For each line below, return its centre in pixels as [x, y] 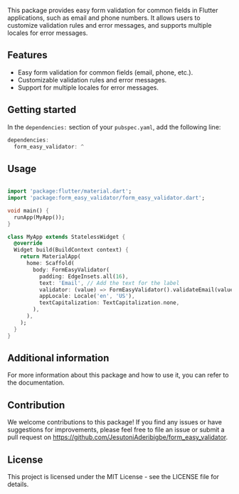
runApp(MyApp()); [39, 217]
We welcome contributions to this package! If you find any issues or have [115, 422]
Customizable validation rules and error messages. [92, 80]
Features [27, 55]
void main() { [28, 210]
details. [18, 484]
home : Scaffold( [50, 263]
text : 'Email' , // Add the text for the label [109, 283]
